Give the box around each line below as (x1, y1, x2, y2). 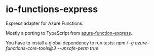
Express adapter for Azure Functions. (6, 20, 84, 26)
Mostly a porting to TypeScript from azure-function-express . (6, 30, 132, 36)
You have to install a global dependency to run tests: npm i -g (6, 39, 134, 46)
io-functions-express (6, 4, 98, 15)
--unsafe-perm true (57, 45, 98, 51)
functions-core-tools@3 (6, 45, 56, 51)
